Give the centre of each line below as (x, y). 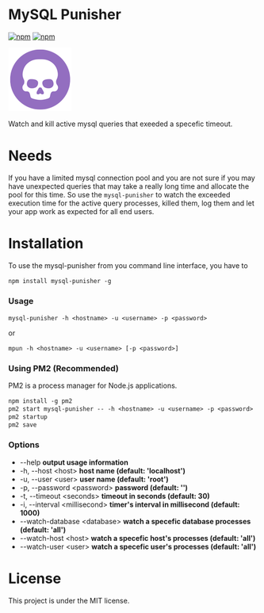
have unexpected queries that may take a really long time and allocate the (129, 186)
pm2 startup (28, 417)
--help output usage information (74, 462)
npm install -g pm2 (40, 401)
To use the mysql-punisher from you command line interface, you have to (128, 265)
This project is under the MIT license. (69, 600)
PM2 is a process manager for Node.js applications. (93, 385)
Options (24, 445)
